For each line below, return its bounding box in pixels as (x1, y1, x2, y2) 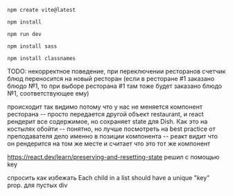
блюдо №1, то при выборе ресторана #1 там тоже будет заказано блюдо (7, 82, 223, 90)
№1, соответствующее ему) (7, 89, 89, 97)
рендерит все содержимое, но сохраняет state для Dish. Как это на (7, 118, 208, 125)
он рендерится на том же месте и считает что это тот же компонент (7, 139, 211, 148)
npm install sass (7, 43, 58, 50)
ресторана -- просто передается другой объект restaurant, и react (7, 110, 204, 118)
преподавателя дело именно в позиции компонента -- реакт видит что (7, 132, 218, 140)
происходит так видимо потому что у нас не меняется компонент (7, 103, 203, 111)
